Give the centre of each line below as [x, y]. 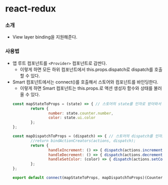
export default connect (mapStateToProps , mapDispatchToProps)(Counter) [88, 178]
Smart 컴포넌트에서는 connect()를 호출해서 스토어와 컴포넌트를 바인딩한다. [85, 82]
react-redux [31, 9]
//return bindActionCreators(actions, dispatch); [83, 140]
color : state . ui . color [72, 118]
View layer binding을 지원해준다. [45, 37]
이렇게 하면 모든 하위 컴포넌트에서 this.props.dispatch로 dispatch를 [86, 69]
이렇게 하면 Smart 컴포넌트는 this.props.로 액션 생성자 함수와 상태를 [86, 88]
